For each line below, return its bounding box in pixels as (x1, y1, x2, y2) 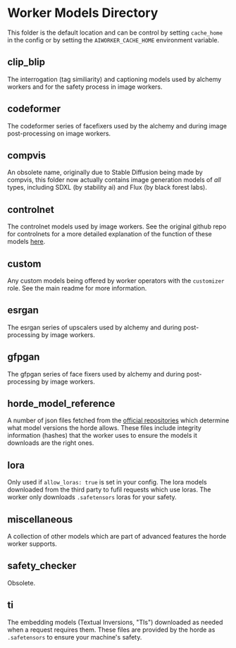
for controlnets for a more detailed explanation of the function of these (7, 230, 213, 238)
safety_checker (7, 560, 77, 572)
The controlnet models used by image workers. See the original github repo (7, 222, 227, 231)
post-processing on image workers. (7, 129, 111, 137)
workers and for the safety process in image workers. (7, 82, 163, 91)
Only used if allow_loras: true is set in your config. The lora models (7, 478, 207, 487)
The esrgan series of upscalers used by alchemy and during (7, 323, 182, 331)
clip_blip (7, 56, 46, 68)
